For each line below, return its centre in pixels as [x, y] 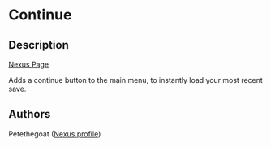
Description [39, 45]
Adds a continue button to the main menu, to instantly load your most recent [136, 80]
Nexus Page [29, 64]
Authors [30, 114]
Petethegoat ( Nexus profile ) [55, 134]
